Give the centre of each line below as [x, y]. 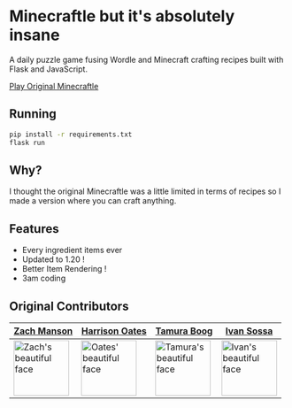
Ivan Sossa [249, 331]
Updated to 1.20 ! [54, 259]
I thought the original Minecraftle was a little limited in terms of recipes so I [145, 191]
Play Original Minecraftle [54, 86]
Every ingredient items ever [72, 250]
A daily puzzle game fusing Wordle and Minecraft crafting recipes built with [146, 59]
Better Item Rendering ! [64, 269]
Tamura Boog [184, 331]
